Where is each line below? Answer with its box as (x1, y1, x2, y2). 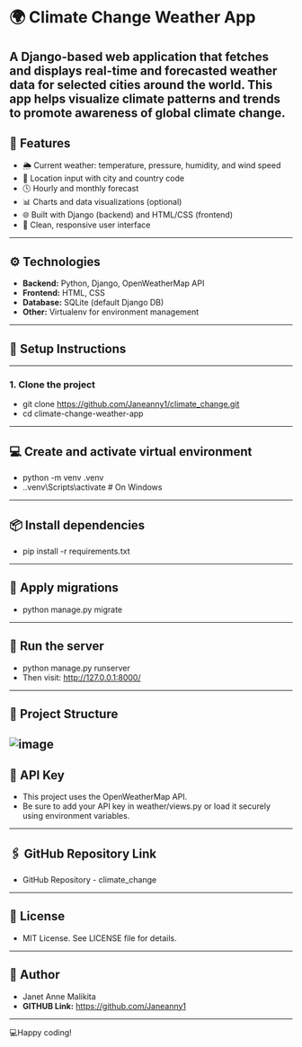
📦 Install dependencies (9, 518, 146, 533)
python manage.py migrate (22, 604, 123, 615)
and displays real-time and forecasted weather (9, 63, 278, 78)
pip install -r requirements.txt (22, 546, 130, 556)
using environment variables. (22, 811, 130, 821)
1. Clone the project (9, 378, 96, 391)
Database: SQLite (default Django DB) (22, 297, 164, 308)
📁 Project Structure (9, 706, 119, 722)
